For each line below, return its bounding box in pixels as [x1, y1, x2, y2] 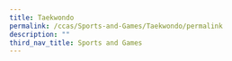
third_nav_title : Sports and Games [9, 38, 143, 48]
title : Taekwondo [9, 13, 75, 22]
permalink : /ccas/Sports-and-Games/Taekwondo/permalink [9, 22, 223, 30]
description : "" [9, 30, 70, 39]
